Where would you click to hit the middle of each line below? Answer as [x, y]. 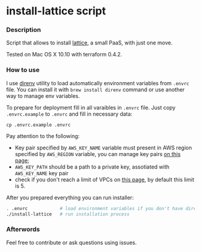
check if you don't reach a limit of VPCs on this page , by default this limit [104, 179]
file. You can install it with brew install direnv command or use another [95, 89]
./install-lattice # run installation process [68, 214]
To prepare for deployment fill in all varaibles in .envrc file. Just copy [91, 107]
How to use [23, 70]
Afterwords [23, 229]
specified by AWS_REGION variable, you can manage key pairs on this [98, 154]
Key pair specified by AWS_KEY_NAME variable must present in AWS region [103, 148]
